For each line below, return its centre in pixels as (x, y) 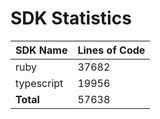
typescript (39, 83)
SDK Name (41, 50)
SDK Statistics (71, 18)
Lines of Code (111, 50)
